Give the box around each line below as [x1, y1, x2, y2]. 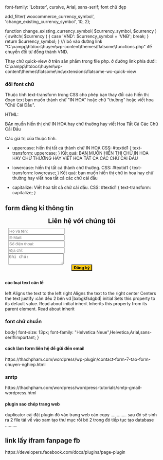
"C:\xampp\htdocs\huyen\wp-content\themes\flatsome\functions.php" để [5, 44, 152, 49]
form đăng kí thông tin [5, 204, 74, 212]
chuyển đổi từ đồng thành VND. [5, 49, 68, 55]
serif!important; [5, 334, 36, 340]
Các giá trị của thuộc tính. [5, 136, 57, 142]
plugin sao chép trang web [5, 401, 60, 407]
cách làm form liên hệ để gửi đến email [5, 346, 85, 351]
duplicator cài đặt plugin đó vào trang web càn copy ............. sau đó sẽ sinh [5, 412, 157, 418]
